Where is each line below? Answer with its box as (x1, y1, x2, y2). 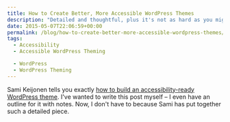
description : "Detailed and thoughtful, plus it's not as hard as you (7, 16, 213, 23)
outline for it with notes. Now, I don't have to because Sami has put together (7, 100, 221, 108)
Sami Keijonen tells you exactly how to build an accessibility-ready (7, 85, 195, 93)
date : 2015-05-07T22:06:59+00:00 (7, 22, 103, 29)
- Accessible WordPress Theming (13, 48, 106, 55)
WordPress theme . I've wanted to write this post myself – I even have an (7, 93, 210, 101)
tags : (7, 35, 23, 42)
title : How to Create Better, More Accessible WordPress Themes (7, 10, 194, 17)
